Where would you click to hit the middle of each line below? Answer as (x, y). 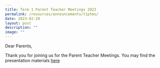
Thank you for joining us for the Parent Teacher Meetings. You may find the (80, 55)
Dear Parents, (19, 46)
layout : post (18, 23)
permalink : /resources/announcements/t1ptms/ (52, 14)
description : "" (21, 28)
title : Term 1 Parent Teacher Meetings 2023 (51, 9)
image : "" (15, 32)
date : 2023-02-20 (23, 18)
